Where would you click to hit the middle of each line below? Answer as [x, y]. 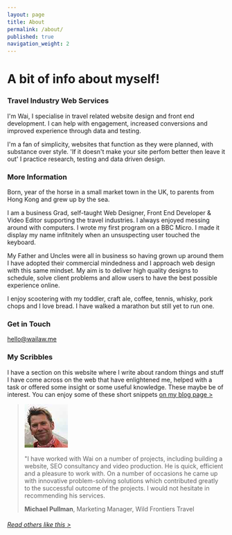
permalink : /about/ [35, 29]
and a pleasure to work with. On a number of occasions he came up [121, 473]
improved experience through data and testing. [74, 130]
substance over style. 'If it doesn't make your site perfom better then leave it [116, 151]
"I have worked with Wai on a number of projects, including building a [123, 459]
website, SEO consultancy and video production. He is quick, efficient [124, 466]
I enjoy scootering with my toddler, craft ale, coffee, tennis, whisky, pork [110, 298]
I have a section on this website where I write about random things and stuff [115, 372]
